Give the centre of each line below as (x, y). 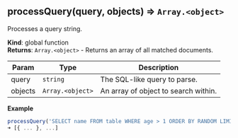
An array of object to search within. (159, 91)
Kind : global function (38, 42)
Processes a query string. (45, 28)
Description (159, 67)
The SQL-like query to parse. (149, 79)
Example (21, 108)
